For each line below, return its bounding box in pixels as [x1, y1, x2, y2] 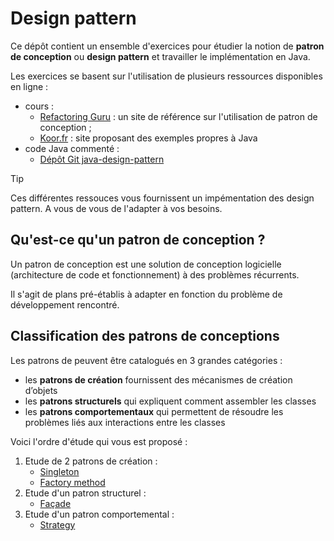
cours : [24, 100, 55, 112]
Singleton [39, 465, 80, 477]
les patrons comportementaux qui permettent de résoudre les [24, 405, 284, 417]
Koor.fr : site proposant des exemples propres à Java [39, 132, 258, 144]
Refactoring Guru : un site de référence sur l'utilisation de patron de [39, 110, 318, 122]
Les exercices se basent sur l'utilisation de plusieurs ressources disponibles [10, 70, 323, 82]
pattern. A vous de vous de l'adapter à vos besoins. [10, 202, 223, 214]
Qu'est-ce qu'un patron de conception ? [10, 232, 266, 249]
